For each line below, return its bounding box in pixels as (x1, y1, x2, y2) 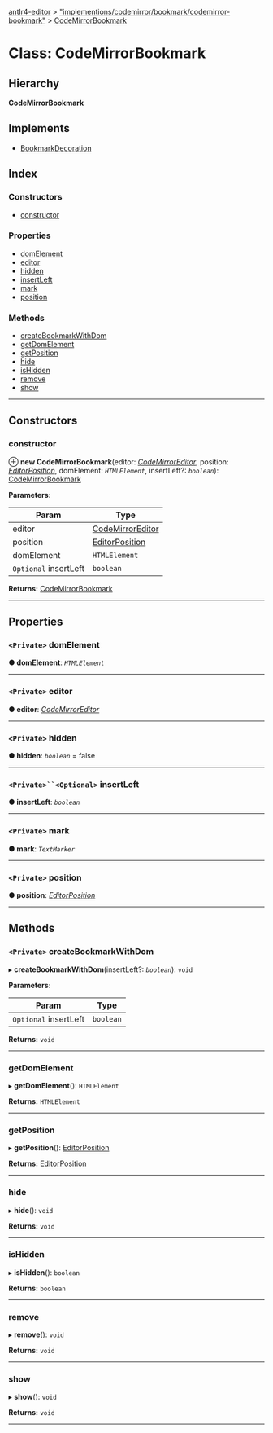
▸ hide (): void (8, 1205, 54, 1215)
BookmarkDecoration (19, 143, 92, 153)
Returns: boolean (8, 1283, 67, 1293)
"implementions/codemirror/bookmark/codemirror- (59, 7, 231, 16)
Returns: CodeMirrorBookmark (8, 583, 113, 593)
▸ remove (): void (8, 1330, 65, 1339)
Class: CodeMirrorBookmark (8, 44, 206, 63)
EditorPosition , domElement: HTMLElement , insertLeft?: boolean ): (8, 465, 219, 475)
